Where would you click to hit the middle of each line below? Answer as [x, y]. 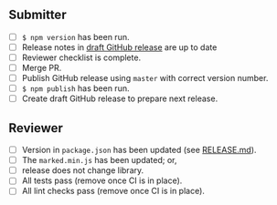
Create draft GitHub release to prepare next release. [120, 98]
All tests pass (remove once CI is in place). [102, 180]
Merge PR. [42, 68]
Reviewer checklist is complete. [81, 57]
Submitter [37, 15]
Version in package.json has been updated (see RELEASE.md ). [139, 150]
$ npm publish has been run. [75, 88]
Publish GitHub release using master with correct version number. [145, 78]
